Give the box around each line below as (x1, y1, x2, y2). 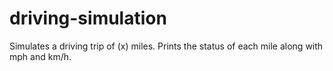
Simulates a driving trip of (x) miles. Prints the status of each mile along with (9, 40, 324, 52)
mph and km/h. (9, 50, 72, 62)
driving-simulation (9, 7, 167, 30)
